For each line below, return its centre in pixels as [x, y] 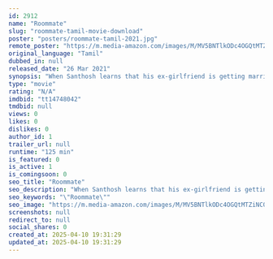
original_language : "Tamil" [56, 54]
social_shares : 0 [38, 227]
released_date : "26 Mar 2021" [60, 69]
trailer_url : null [39, 144]
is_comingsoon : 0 [38, 175]
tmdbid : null [30, 106]
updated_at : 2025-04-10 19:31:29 [65, 243]
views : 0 [23, 114]
